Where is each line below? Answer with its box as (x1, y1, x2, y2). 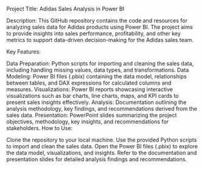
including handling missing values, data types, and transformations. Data (6, 66, 189, 74)
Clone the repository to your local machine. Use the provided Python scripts (6, 136, 197, 143)
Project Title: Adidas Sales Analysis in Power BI (6, 5, 125, 12)
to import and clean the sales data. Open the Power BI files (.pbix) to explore (6, 143, 198, 150)
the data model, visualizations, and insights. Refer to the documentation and (6, 149, 197, 156)
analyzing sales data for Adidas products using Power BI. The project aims (6, 24, 193, 30)
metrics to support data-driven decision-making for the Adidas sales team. (6, 36, 194, 43)
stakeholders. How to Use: (6, 125, 73, 131)
